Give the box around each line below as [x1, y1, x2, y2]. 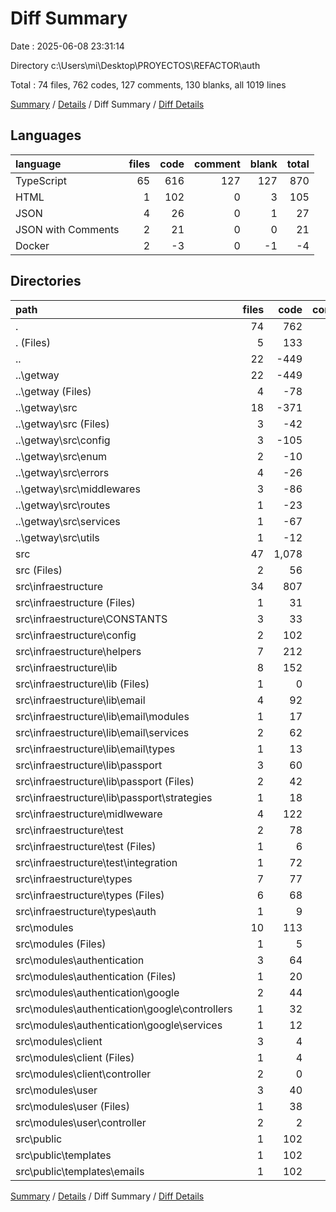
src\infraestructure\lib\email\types [15, 742, 176, 756]
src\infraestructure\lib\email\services [15, 725, 190, 739]
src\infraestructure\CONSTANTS [15, 612, 168, 626]
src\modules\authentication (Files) [15, 969, 177, 983]
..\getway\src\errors [15, 465, 110, 479]
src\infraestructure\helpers [15, 644, 142, 658]
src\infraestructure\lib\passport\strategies [15, 790, 213, 804]
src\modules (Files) [15, 937, 107, 951]
